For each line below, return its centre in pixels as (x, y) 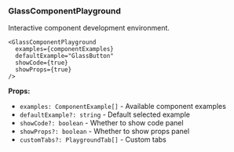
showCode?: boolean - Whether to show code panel (101, 123)
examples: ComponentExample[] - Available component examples (122, 107)
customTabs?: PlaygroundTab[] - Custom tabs (93, 139)
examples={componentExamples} (64, 49)
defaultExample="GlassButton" (64, 56)
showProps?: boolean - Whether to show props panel (104, 132)
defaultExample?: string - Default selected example (105, 114)
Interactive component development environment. (89, 28)
